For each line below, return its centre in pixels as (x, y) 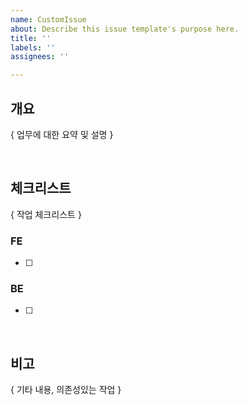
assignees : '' (40, 57)
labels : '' (33, 47)
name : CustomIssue (48, 19)
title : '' (31, 38)
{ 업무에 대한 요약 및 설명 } (62, 134)
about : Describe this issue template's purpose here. (125, 29)
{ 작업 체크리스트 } (46, 214)
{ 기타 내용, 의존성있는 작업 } (66, 390)
